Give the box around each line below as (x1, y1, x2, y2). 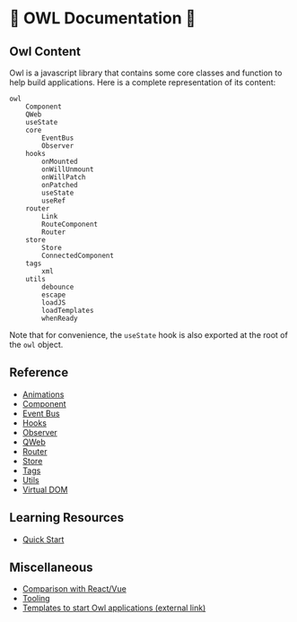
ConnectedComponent (41, 251, 115, 260)
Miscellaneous (9, 560, 93, 575)
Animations (22, 389, 65, 400)
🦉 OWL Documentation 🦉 (9, 8, 197, 29)
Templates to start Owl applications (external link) (22, 602, 206, 613)
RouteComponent (41, 220, 99, 229)
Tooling (22, 593, 51, 604)
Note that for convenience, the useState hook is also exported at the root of (9, 330, 289, 340)
